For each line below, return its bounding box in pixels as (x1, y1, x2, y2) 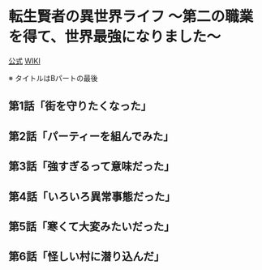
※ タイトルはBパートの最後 (8, 73, 99, 83)
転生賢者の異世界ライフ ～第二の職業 (8, 7, 254, 26)
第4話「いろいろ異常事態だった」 (8, 190, 176, 204)
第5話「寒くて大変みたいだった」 (8, 220, 175, 234)
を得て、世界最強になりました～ (8, 28, 221, 46)
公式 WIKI (8, 56, 41, 66)
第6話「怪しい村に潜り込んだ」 (8, 250, 165, 264)
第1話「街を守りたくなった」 (8, 99, 152, 114)
